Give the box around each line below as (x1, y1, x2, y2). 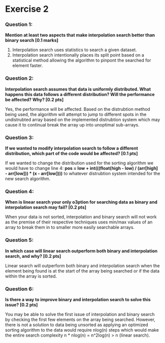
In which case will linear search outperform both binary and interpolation (5, 248, 158, 254)
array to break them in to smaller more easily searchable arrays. (5, 224, 134, 230)
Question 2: (5, 75, 34, 82)
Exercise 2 (5, 3, 49, 15)
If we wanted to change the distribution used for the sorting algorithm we (5, 160, 154, 166)
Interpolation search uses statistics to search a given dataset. (12, 47, 137, 53)
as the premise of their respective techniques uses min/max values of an (5, 219, 153, 225)
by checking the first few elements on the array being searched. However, (5, 316, 156, 322)
